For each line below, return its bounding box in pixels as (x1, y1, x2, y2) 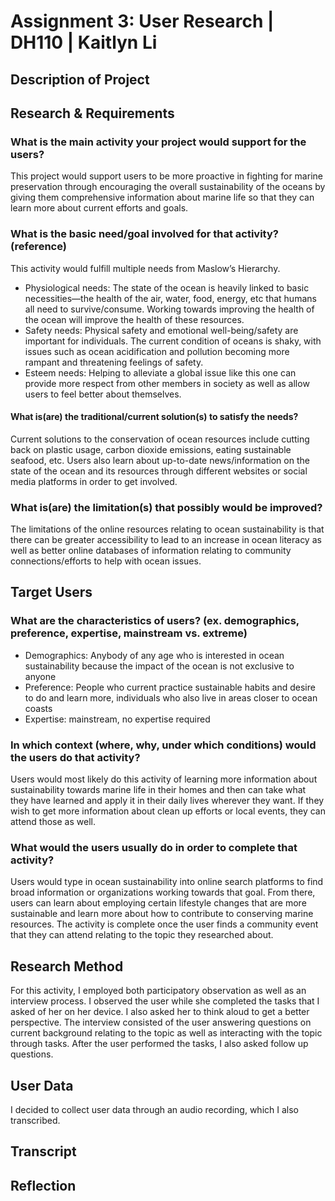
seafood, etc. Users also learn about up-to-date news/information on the (10, 454, 310, 466)
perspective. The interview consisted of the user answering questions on (10, 1016, 312, 1029)
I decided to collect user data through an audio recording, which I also (10, 1103, 299, 1115)
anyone (24, 670, 57, 682)
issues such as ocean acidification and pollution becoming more (24, 345, 290, 357)
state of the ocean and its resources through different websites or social (10, 465, 308, 477)
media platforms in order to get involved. (10, 475, 178, 487)
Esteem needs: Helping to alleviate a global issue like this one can (24, 366, 297, 379)
